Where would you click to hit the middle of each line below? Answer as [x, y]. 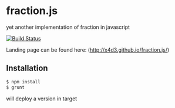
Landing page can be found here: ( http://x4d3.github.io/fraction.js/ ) [88, 50]
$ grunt [16, 87]
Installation [27, 68]
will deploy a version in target [42, 99]
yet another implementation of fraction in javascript [68, 27]
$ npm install [23, 82]
